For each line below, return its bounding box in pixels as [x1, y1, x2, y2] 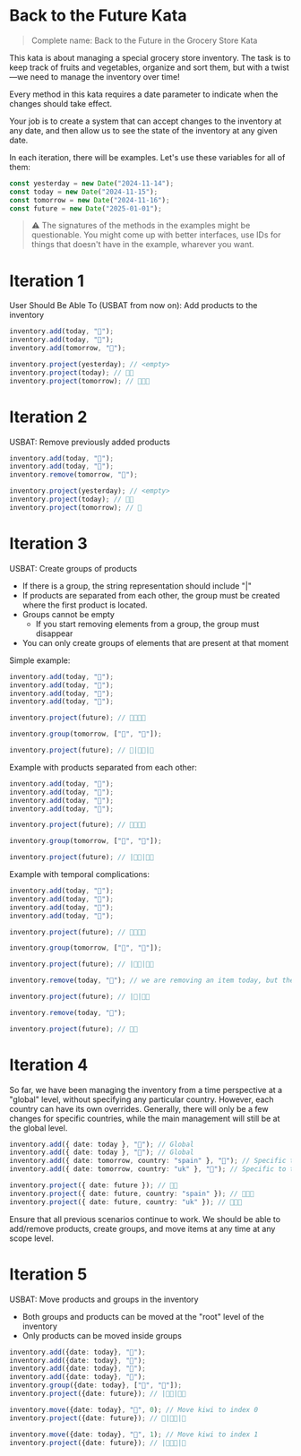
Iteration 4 [9, 1055, 89, 1075]
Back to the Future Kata [9, 5, 187, 26]
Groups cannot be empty [21, 608, 115, 619]
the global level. [9, 1122, 68, 1133]
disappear [35, 628, 73, 639]
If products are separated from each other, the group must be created [21, 590, 280, 600]
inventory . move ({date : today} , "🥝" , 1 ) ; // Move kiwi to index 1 [9, 1430, 259, 1439]
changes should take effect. [9, 98, 113, 108]
